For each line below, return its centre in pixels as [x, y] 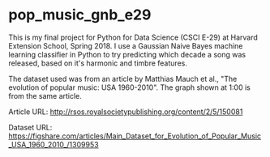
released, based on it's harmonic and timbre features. [98, 63]
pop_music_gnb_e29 [80, 15]
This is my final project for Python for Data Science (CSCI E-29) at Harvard [133, 37]
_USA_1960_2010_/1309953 [54, 144]
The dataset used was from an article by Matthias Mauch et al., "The [123, 78]
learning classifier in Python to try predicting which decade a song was [127, 54]
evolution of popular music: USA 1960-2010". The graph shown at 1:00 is [130, 87]
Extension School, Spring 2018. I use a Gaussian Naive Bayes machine [126, 45]
